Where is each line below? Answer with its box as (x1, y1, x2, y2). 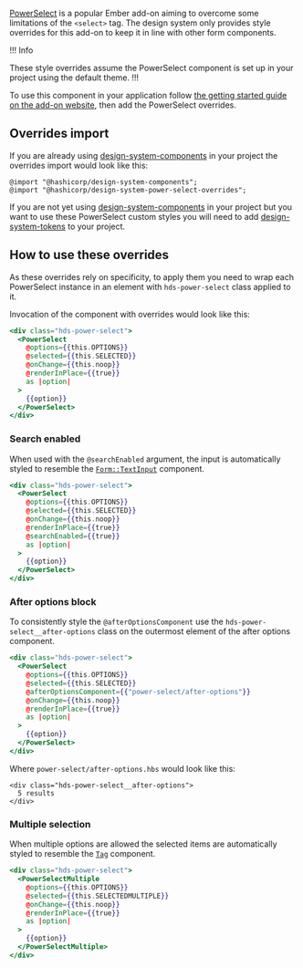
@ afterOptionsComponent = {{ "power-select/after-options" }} (26, 687, 251, 696)
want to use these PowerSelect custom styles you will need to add (9, 211, 259, 222)
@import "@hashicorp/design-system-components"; (9, 177, 198, 186)
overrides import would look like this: (9, 160, 149, 171)
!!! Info (9, 45, 34, 56)
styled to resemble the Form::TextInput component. (9, 463, 205, 474)
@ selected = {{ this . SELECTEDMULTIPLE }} (26, 891, 170, 900)
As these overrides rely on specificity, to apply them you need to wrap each (9, 271, 295, 282)
